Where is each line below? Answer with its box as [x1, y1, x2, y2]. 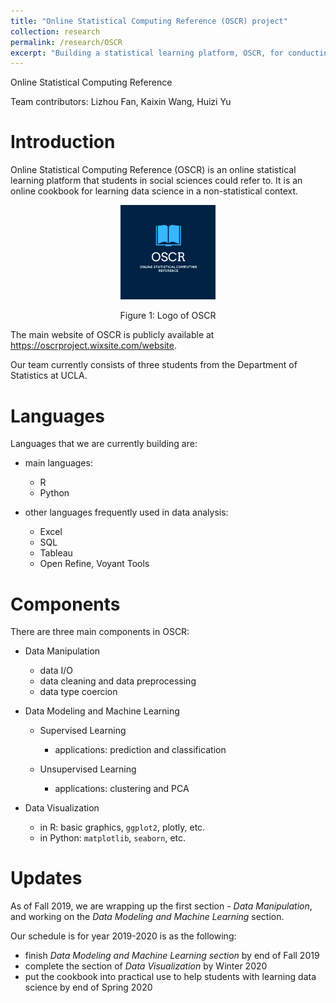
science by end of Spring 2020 [24, 981, 153, 994]
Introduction [10, 131, 116, 154]
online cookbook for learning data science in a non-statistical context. [10, 185, 299, 197]
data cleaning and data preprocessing [39, 675, 197, 687]
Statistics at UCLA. [10, 370, 88, 382]
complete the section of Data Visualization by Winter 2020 [24, 960, 268, 972]
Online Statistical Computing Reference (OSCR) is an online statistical [10, 164, 297, 176]
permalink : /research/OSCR [10, 37, 123, 47]
